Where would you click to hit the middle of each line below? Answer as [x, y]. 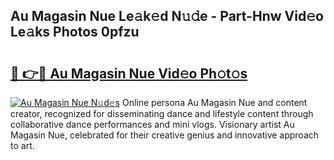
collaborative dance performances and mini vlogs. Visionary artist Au [152, 124]
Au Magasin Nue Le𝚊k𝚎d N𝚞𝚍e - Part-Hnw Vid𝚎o [167, 16]
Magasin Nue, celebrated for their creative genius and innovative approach [165, 135]
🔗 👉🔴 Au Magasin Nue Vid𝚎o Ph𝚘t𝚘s [129, 73]
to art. [22, 145]
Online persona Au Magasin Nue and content [214, 102]
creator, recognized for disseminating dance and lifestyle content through [162, 113]
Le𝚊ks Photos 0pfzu [75, 32]
